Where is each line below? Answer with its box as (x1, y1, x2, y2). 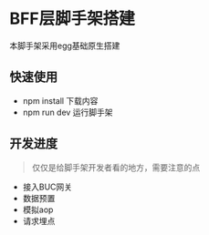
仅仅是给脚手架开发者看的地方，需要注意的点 (31, 161, 201, 173)
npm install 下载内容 (22, 95, 99, 106)
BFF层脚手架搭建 (9, 8, 135, 29)
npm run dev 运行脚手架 (22, 107, 113, 117)
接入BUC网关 (22, 181, 73, 192)
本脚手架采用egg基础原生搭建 (9, 40, 120, 51)
